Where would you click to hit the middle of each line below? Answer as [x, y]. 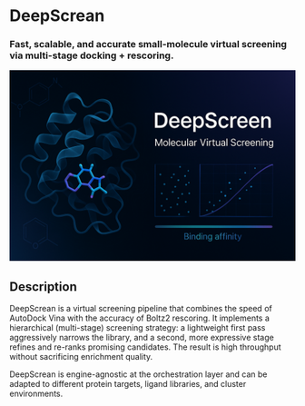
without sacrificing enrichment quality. [81, 356]
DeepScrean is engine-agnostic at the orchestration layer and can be [138, 374]
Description [43, 287]
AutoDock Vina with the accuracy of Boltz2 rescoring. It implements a [140, 318]
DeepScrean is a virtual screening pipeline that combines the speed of [141, 308]
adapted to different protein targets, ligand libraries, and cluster [128, 383]
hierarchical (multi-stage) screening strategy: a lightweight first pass [138, 327]
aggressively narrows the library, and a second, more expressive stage [142, 337]
